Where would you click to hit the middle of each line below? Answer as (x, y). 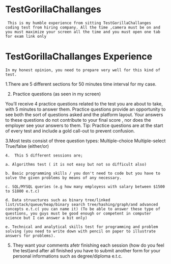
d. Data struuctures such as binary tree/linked (58, 200)
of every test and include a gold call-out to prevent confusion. (70, 130)
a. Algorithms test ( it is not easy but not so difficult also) (76, 164)
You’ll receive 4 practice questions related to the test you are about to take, (84, 103)
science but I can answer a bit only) (46, 218)
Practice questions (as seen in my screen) (57, 94)
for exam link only (26, 36)
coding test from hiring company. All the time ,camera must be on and (83, 27)
